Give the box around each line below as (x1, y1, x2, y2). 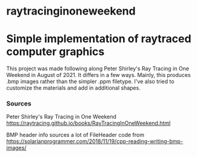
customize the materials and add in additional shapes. (6, 84, 141, 92)
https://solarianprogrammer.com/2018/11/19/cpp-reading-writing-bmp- (6, 138, 184, 145)
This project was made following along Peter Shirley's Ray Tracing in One (6, 65, 190, 72)
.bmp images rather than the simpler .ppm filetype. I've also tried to (6, 78, 175, 85)
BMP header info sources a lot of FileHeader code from (6, 132, 144, 139)
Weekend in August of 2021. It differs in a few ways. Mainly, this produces (6, 72, 191, 79)
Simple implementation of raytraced (6, 32, 192, 46)
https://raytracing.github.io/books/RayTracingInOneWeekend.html (6, 119, 171, 127)
